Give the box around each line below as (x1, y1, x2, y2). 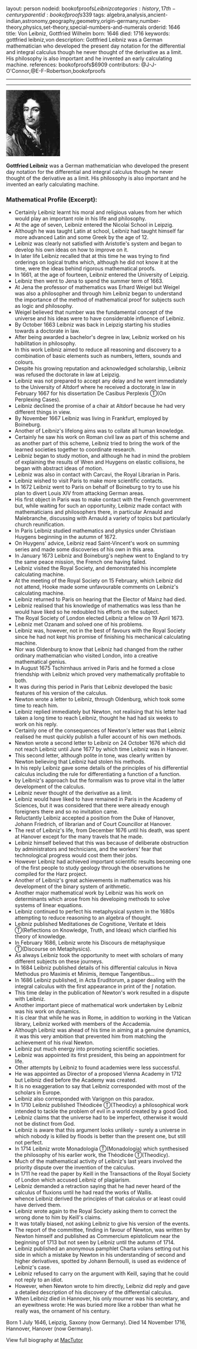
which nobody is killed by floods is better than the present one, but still (14, 1133, 186, 1140)
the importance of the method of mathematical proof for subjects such (14, 296, 185, 303)
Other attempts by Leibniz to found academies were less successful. (14, 1064, 181, 1071)
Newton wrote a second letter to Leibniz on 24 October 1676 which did (14, 740, 186, 747)
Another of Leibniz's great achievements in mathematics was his (14, 877, 171, 884)
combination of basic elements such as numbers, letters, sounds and (14, 353, 182, 360)
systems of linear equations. (14, 902, 83, 909)
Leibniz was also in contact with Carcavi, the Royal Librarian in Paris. (14, 471, 181, 478)
